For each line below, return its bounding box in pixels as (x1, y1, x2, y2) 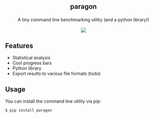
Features (5, 41, 33, 50)
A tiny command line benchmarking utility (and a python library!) (17, 17, 150, 23)
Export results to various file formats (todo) (12, 71, 101, 77)
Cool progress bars (12, 60, 52, 66)
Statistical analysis (12, 55, 51, 61)
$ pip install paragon (5, 108, 52, 113)
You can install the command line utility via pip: (5, 98, 101, 105)
